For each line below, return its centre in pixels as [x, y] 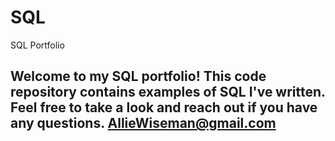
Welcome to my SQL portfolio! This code [138, 76]
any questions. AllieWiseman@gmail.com [143, 123]
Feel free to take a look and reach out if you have [164, 107]
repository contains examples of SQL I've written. [168, 92]
